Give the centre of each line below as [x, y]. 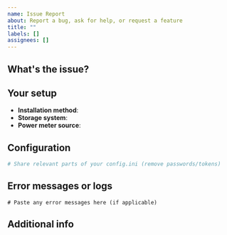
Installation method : [48, 110]
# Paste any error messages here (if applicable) [83, 202]
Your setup [32, 93]
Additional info [41, 224]
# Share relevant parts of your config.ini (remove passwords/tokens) [114, 164]
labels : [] [23, 34]
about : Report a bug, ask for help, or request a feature [95, 21]
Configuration [39, 147]
